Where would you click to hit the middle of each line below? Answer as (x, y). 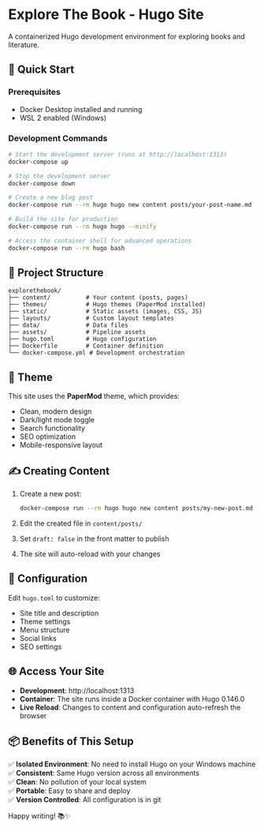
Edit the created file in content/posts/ (81, 523)
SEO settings (41, 646)
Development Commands (58, 138)
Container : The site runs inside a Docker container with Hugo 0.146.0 (132, 699)
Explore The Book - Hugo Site (106, 15)
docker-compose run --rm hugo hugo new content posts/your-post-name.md (130, 205)
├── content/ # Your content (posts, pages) (99, 298)
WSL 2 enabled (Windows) (63, 118)
